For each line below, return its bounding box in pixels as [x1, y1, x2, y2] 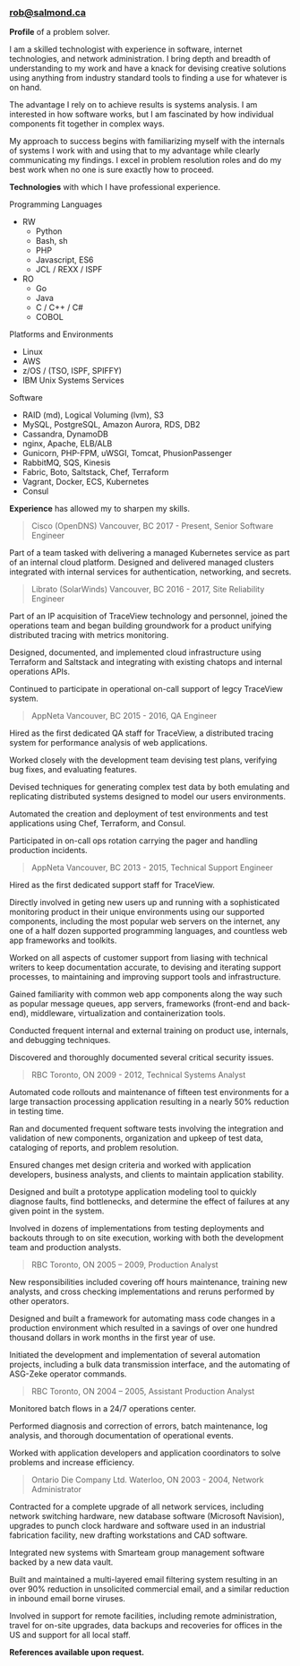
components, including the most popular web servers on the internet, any [9, 916, 280, 927]
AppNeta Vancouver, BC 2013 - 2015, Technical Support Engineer [30, 862, 273, 873]
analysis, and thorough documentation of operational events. [9, 1430, 235, 1441]
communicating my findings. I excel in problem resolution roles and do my [9, 155, 282, 166]
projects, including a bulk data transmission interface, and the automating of [9, 1360, 291, 1370]
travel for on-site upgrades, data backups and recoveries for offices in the [9, 1620, 283, 1631]
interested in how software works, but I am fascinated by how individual [9, 109, 275, 120]
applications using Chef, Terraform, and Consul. [9, 818, 186, 829]
